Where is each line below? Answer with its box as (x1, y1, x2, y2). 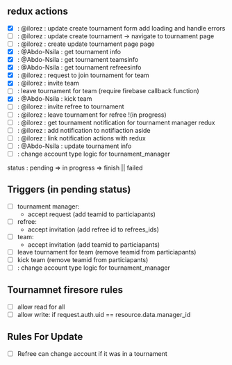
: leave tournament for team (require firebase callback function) (17, 87, 199, 95)
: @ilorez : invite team (17, 79, 80, 88)
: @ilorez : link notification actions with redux (17, 133, 146, 142)
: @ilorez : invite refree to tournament (17, 102, 124, 111)
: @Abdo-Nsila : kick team (17, 95, 92, 103)
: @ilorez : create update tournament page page (17, 40, 155, 48)
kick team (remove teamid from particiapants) (17, 255, 149, 263)
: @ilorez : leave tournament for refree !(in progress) (17, 111, 167, 119)
